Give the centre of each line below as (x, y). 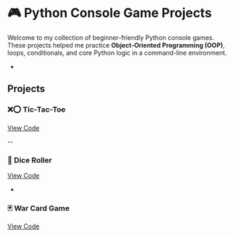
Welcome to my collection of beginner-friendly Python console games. (111, 37)
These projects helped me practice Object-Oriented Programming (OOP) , (116, 45)
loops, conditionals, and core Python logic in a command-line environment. (117, 53)
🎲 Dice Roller (30, 160)
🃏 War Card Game (38, 208)
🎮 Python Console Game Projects (110, 13)
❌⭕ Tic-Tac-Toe (37, 110)
